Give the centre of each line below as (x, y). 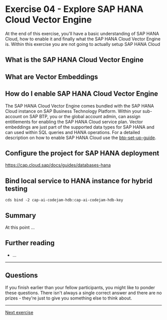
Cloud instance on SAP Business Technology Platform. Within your (73, 111)
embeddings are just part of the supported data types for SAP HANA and (80, 127)
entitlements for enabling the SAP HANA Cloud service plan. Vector (74, 122)
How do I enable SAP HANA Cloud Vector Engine (82, 94)
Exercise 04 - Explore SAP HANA (74, 9)
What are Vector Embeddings (52, 77)
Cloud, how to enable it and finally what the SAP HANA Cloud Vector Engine (83, 39)
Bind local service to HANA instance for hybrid (79, 181)
